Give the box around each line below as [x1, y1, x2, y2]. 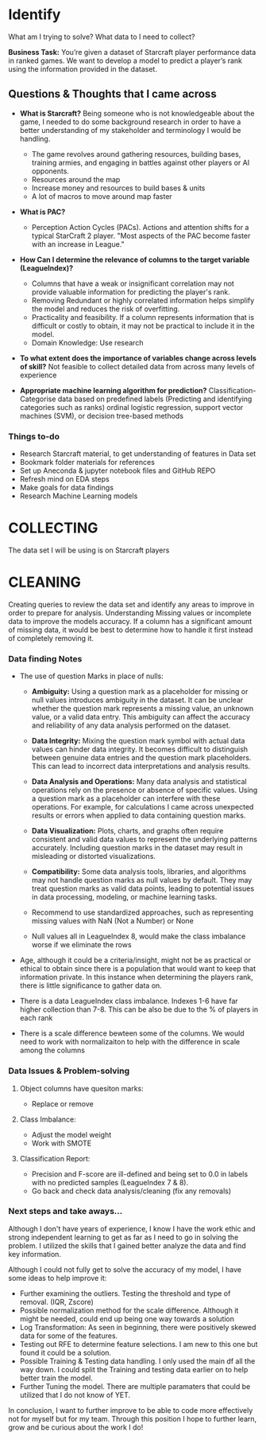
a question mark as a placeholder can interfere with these [31, 794, 221, 803]
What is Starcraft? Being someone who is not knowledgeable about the [19, 108, 255, 118]
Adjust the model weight [31, 1130, 112, 1139]
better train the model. [19, 1373, 94, 1383]
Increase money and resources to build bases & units [31, 183, 206, 193]
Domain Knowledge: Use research [31, 338, 144, 347]
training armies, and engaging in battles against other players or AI [31, 158, 250, 167]
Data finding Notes [8, 653, 83, 664]
